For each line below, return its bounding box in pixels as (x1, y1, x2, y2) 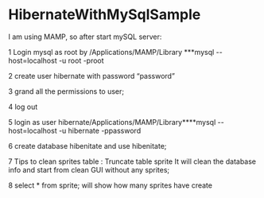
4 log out (8, 102, 38, 111)
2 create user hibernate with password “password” (8, 71, 175, 80)
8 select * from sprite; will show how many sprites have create (8, 181, 213, 190)
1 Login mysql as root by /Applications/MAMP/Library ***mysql (8, 47, 215, 56)
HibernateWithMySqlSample (8, 6, 201, 24)
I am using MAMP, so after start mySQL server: (8, 32, 162, 41)
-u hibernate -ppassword (58, 126, 142, 135)
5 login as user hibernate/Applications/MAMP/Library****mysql (8, 117, 216, 126)
